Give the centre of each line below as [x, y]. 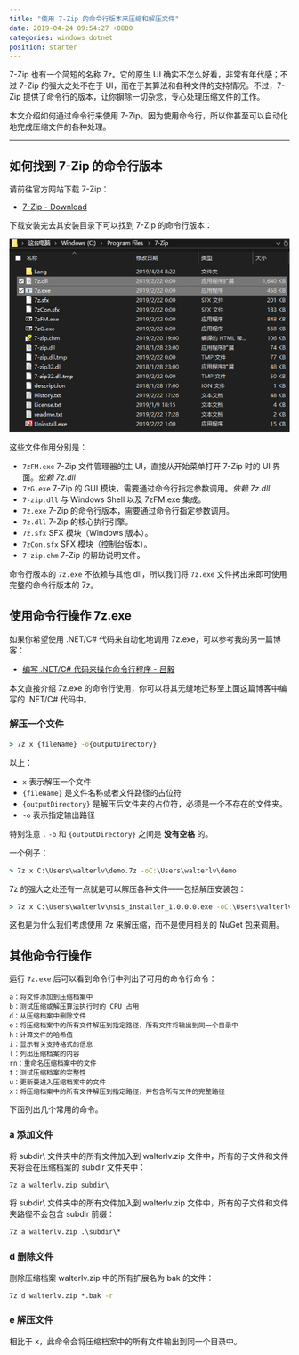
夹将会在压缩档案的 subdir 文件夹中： [78, 1167]
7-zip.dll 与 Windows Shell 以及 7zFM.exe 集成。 [114, 499]
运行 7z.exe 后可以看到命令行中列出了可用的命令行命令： [113, 978]
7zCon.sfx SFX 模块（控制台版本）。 [87, 544]
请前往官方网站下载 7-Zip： [59, 189]
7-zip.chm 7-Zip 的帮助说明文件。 [83, 555]
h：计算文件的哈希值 [41, 1035]
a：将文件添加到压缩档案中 [51, 997]
